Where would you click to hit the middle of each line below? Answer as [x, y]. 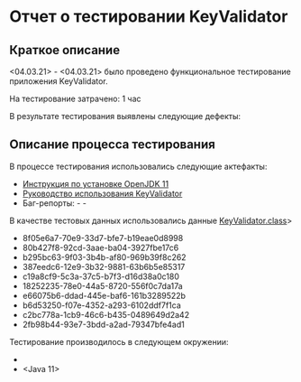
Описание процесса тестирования [113, 145]
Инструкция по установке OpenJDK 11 [96, 183]
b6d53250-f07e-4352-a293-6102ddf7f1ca [102, 305]
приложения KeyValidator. [59, 81]
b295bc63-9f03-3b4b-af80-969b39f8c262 [104, 257]
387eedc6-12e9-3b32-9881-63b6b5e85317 [104, 266]
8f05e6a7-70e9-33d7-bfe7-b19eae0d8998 [103, 238]
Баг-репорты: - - [55, 203]
